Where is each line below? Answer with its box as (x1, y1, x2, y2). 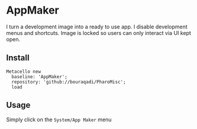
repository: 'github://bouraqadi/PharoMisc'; (11, 79, 126, 85)
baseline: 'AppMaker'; (11, 73, 68, 80)
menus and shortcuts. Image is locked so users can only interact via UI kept (6, 29, 192, 36)
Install (6, 53, 30, 63)
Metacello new (6, 69, 42, 75)
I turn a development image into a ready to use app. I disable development (6, 23, 188, 30)
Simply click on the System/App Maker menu (6, 116, 112, 123)
